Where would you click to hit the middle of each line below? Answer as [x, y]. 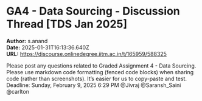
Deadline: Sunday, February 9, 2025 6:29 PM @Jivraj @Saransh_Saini [94, 85]
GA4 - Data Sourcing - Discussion [93, 11]
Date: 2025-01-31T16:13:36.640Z [48, 47]
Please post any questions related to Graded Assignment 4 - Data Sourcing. [101, 66]
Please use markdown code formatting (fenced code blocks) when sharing [100, 72]
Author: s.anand [27, 41]
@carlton [18, 91]
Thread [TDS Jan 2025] [67, 24]
